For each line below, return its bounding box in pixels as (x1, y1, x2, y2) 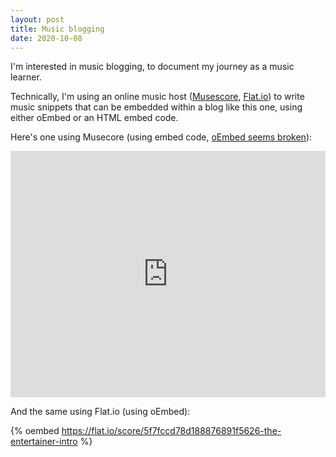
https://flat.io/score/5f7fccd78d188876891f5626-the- (61, 425, 282, 437)
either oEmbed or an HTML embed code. (10, 112, 179, 124)
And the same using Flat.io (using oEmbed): (10, 406, 191, 418)
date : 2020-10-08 (10, 33, 83, 43)
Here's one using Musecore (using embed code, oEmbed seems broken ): (10, 131, 313, 143)
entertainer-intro (10, 436, 78, 448)
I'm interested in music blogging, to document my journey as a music (10, 61, 295, 73)
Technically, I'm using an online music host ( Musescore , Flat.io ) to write (10, 91, 305, 103)
